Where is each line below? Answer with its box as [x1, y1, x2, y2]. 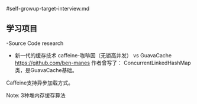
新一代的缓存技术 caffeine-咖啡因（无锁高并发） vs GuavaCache [14, 51, 172, 58]
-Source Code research [6, 40, 64, 47]
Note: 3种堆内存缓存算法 [6, 92, 66, 99]
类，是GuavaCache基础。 [14, 66, 78, 73]
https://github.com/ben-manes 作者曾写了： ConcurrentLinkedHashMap [14, 59, 191, 66]
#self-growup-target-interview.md [6, 5, 90, 12]
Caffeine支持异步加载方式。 [6, 79, 74, 86]
